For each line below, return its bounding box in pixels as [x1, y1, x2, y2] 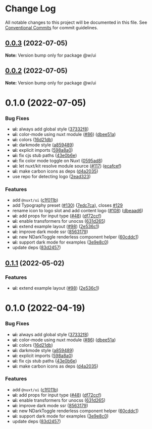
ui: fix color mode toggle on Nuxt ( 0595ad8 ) [12, 158, 103, 164]
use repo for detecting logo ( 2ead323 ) [12, 174, 91, 180]
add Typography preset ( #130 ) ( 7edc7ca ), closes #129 [12, 202, 123, 208]
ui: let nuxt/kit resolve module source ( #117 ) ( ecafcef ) [12, 163, 122, 169]
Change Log [5, 3, 56, 14]
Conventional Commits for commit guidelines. [5, 24, 98, 30]
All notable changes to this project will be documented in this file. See [5, 19, 148, 25]
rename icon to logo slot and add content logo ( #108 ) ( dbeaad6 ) [12, 208, 144, 214]
